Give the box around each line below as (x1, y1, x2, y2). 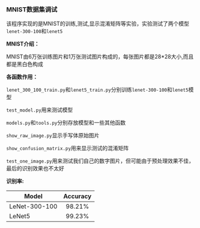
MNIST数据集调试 (6, 5, 58, 13)
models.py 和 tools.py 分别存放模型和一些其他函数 (6, 119, 126, 127)
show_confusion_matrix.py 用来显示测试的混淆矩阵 (6, 145, 129, 152)
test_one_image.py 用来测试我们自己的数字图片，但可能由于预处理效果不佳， (6, 157, 194, 164)
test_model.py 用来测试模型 (6, 106, 73, 113)
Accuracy (63, 192, 92, 200)
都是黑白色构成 (6, 61, 43, 68)
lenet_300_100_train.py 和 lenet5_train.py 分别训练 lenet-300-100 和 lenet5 (6, 86, 189, 94)
